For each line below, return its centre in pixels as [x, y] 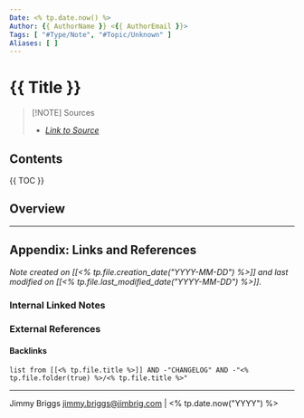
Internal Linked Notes [57, 305]
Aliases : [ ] [34, 43]
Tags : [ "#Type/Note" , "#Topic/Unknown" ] [90, 34]
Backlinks [28, 351]
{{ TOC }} [27, 180]
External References [55, 329]
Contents [36, 159]
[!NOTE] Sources [63, 113]
